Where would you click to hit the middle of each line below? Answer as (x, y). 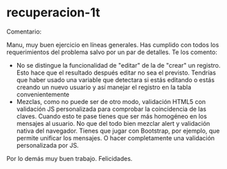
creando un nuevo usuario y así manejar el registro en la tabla (104, 87)
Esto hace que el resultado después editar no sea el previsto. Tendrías (116, 73)
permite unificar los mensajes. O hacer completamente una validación (115, 138)
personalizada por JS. (47, 145)
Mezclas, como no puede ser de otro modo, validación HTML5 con (111, 101)
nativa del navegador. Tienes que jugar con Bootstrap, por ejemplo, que (118, 131)
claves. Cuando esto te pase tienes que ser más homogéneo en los (111, 116)
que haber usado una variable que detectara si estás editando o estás (115, 79)
